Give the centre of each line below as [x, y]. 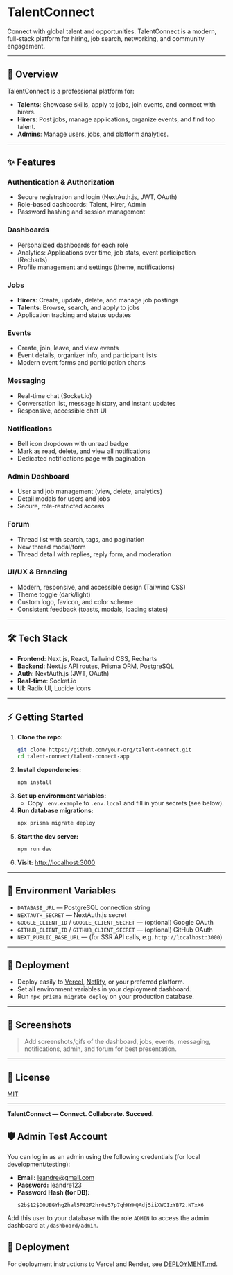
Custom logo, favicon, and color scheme [75, 601]
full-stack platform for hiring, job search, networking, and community [106, 38]
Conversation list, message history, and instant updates [96, 403]
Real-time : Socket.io [47, 681]
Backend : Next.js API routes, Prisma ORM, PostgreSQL [96, 666]
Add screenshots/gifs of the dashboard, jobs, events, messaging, [118, 1042]
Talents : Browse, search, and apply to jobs [78, 308]
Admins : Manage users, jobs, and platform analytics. [93, 134]
